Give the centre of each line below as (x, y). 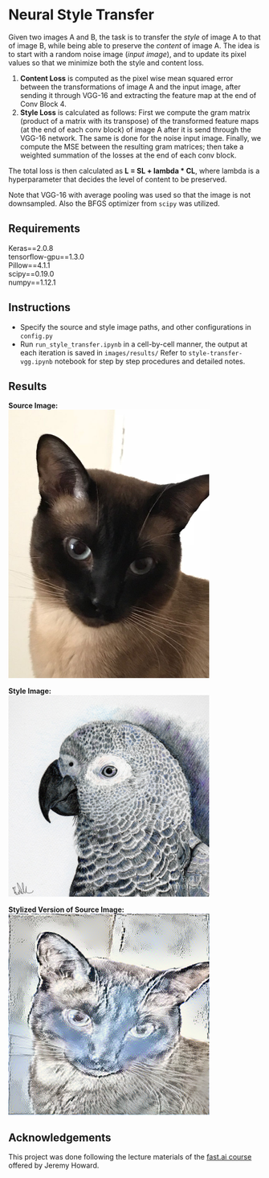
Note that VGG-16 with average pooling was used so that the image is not (130, 195)
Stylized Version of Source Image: (66, 909)
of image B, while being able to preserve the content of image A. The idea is (134, 45)
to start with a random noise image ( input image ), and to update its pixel (127, 54)
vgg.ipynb (37, 362)
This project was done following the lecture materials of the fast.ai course (130, 1157)
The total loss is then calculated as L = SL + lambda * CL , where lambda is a (134, 170)
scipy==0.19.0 (31, 273)
